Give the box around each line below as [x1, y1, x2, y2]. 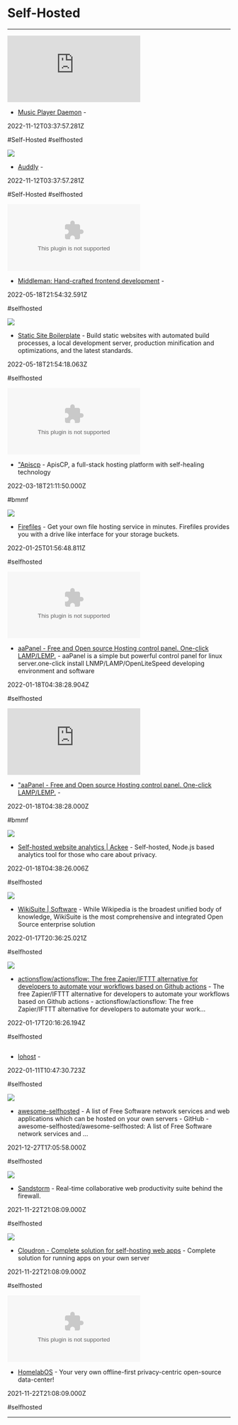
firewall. [17, 1191, 41, 1200]
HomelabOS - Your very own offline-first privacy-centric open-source [17, 1367, 222, 1376]
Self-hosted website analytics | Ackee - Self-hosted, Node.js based [17, 843, 215, 851]
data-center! [17, 1375, 55, 1384]
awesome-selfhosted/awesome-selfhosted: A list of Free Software [17, 1122, 212, 1130]
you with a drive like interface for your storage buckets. [17, 530, 179, 538]
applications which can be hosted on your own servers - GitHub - [17, 1114, 209, 1123]
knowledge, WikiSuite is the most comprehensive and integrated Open [17, 912, 223, 921]
